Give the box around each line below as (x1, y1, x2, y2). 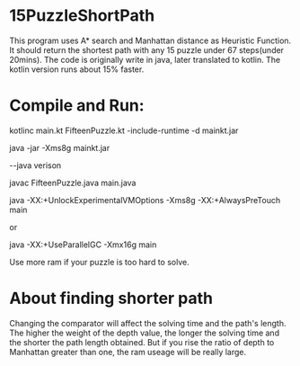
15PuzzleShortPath (9, 5, 155, 26)
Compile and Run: (9, 95, 146, 116)
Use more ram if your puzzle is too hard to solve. (9, 256, 190, 267)
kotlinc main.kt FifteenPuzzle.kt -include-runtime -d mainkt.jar (9, 125, 239, 136)
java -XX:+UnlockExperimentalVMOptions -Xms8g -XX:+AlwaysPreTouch (9, 194, 281, 205)
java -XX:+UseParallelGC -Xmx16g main (9, 239, 157, 250)
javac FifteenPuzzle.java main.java (9, 177, 137, 188)
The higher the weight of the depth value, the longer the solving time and (9, 327, 280, 338)
